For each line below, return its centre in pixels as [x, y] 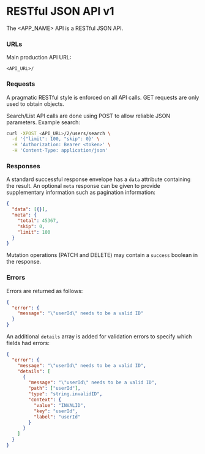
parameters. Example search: [43, 122]
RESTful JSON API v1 [60, 11]
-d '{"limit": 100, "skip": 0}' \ [56, 139]
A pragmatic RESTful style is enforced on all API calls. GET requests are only [103, 97]
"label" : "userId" [57, 417]
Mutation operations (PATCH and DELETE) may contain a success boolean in [102, 255]
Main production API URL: [39, 58]
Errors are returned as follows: [45, 291]
